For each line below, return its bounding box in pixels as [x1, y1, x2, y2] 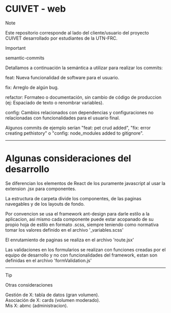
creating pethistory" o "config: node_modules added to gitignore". [5, 130, 144, 136]
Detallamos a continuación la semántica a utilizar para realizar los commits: [5, 65, 163, 71]
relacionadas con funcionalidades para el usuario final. [5, 115, 120, 121]
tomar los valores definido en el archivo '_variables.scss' [5, 227, 124, 233]
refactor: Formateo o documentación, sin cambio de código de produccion [5, 94, 162, 100]
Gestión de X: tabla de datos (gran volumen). [5, 292, 99, 298]
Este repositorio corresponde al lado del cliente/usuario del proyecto [5, 29, 149, 36]
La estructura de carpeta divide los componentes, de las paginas [5, 195, 141, 201]
